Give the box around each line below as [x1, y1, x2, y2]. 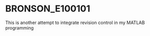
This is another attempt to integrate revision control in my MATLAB [5, 19, 145, 25]
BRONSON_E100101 [5, 3, 90, 14]
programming [5, 24, 34, 30]
